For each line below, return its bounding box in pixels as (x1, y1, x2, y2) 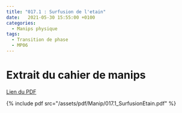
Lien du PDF (6, 88, 37, 95)
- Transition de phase (11, 37, 68, 43)
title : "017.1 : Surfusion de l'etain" (6, 8, 106, 15)
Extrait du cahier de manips (6, 69, 146, 82)
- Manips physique (11, 25, 58, 32)
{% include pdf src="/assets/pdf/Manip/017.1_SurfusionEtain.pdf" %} (6, 100, 176, 107)
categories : (6, 20, 36, 26)
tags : (6, 31, 20, 37)
